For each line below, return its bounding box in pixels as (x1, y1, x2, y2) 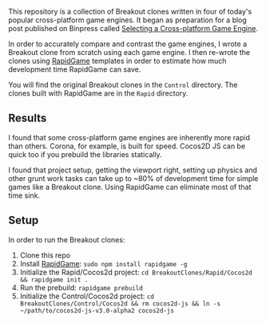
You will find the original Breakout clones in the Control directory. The (8, 80, 238, 89)
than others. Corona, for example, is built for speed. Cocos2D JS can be (8, 141, 246, 151)
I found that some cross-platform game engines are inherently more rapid (8, 132, 250, 142)
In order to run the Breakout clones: (8, 234, 125, 244)
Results (8, 112, 47, 125)
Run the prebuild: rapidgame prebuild (19, 282, 144, 292)
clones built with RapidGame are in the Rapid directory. (8, 89, 189, 98)
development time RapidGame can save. (8, 65, 141, 74)
